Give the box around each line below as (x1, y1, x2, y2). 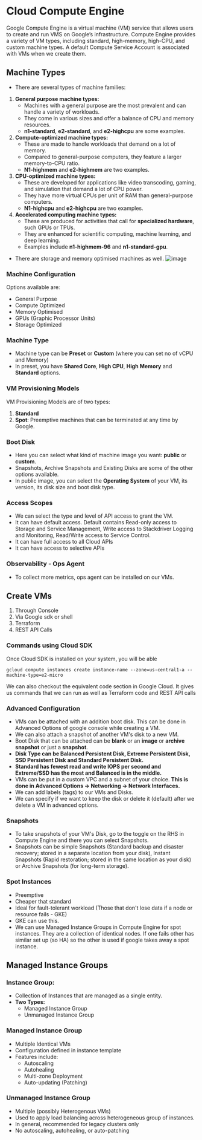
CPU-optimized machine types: (14, 172, 96, 180)
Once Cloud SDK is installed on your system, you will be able (6, 655, 158, 662)
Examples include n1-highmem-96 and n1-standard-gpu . (24, 243, 168, 250)
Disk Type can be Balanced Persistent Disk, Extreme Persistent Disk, (14, 750, 191, 757)
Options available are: (6, 284, 60, 291)
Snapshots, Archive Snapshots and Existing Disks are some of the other (14, 464, 194, 471)
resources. (24, 121, 51, 128)
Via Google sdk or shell (14, 613, 73, 620)
